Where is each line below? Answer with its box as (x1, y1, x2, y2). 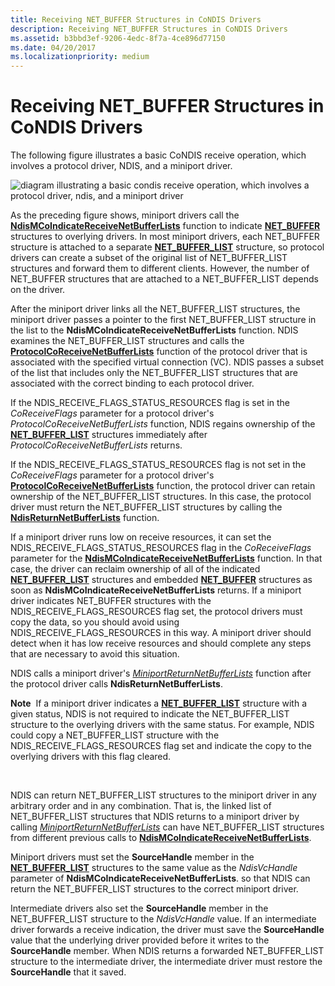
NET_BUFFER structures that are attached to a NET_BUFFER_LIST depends (10, 273, 319, 285)
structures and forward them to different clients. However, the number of (10, 262, 310, 275)
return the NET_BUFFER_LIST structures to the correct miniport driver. (10, 883, 299, 895)
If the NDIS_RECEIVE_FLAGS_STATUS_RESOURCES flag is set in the (10, 397, 291, 409)
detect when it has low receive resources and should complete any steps (10, 637, 312, 650)
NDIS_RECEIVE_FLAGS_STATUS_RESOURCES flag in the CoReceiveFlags (10, 542, 312, 554)
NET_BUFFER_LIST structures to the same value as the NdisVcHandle (10, 862, 298, 874)
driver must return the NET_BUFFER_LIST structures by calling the (10, 501, 283, 513)
